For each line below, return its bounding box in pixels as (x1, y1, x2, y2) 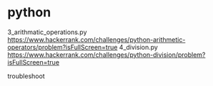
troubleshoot (7, 72, 45, 80)
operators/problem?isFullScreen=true (7, 43, 118, 51)
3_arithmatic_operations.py (7, 28, 87, 36)
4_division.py (119, 43, 159, 51)
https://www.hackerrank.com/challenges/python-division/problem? (7, 50, 206, 59)
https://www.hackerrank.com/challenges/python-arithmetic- (7, 35, 186, 43)
